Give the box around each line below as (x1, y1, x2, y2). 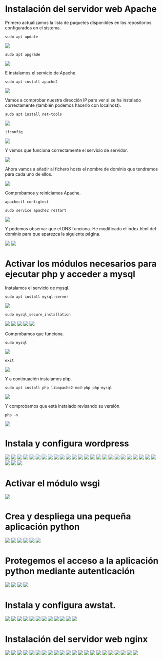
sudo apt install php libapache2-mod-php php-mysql (5, 385, 112, 390)
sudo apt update (5, 34, 38, 39)
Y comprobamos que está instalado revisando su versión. (5, 403, 121, 409)
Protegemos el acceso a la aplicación (5, 555, 159, 566)
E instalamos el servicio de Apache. (5, 70, 77, 75)
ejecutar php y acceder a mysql (5, 269, 136, 280)
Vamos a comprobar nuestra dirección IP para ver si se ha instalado (5, 97, 142, 103)
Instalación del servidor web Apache (5, 3, 157, 15)
